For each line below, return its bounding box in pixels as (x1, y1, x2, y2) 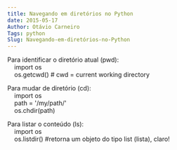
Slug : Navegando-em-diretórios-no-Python (7, 36, 131, 43)
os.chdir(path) (13, 107, 55, 115)
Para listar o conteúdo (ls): (7, 120, 84, 128)
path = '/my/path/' (13, 99, 67, 107)
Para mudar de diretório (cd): (7, 84, 91, 93)
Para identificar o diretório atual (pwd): (7, 55, 119, 64)
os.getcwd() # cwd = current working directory (13, 71, 150, 79)
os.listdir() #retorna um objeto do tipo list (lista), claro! (13, 135, 170, 144)
